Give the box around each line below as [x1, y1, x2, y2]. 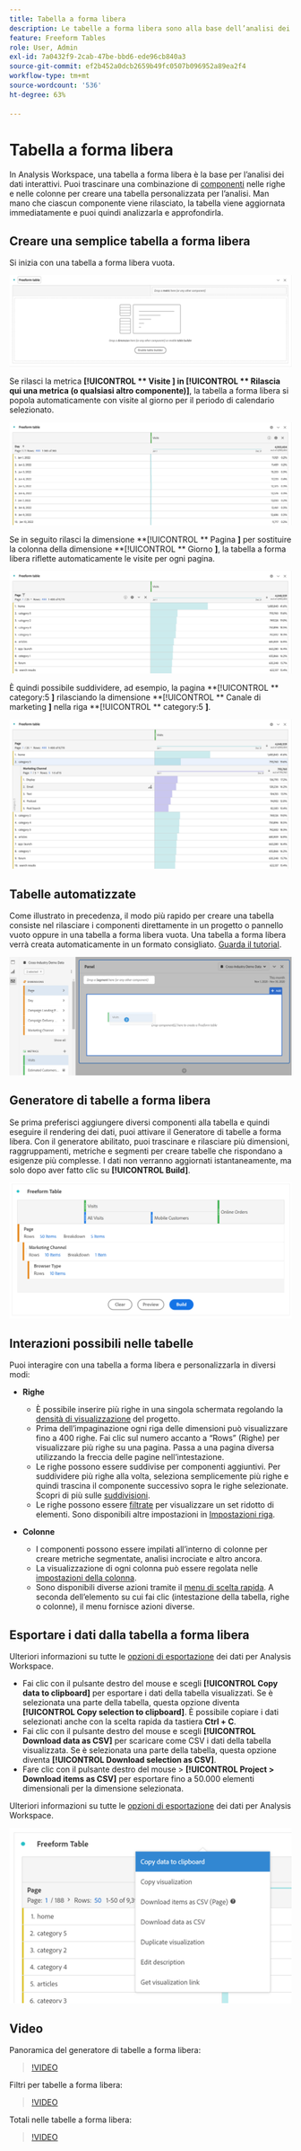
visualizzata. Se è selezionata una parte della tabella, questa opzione [21, 1745, 278, 1756]
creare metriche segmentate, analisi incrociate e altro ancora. [35, 1553, 262, 1564]
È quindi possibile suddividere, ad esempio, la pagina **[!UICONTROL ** [9, 683, 279, 694]
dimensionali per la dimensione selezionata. [21, 1784, 184, 1794]
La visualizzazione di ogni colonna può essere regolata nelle [35, 1563, 258, 1574]
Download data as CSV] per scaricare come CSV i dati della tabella [21, 1735, 271, 1747]
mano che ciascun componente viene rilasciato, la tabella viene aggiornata [9, 198, 286, 208]
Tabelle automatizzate [9, 886, 136, 902]
